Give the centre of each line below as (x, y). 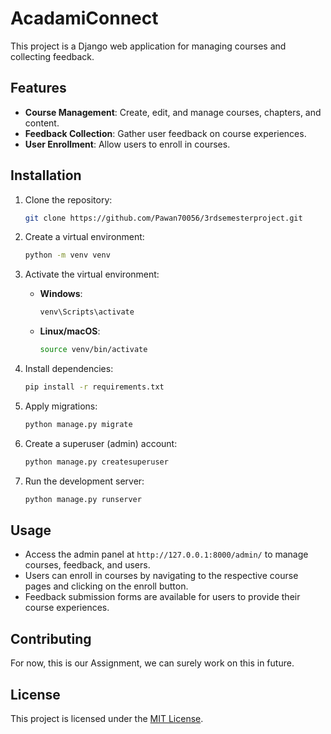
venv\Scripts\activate (87, 312)
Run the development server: (84, 481)
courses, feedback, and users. (87, 565)
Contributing (51, 638)
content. (42, 123)
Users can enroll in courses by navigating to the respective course (161, 576)
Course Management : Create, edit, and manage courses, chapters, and (173, 112)
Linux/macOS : (70, 331)
